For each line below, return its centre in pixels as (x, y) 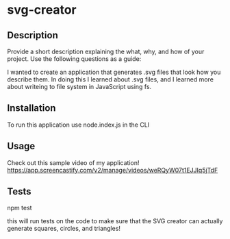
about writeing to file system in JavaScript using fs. (79, 87)
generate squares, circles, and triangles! (64, 229)
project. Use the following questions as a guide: (74, 59)
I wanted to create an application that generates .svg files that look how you (114, 72)
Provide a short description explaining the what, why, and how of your (106, 51)
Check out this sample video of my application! (73, 162)
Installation (31, 108)
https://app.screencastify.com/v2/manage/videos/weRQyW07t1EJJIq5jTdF (113, 170)
